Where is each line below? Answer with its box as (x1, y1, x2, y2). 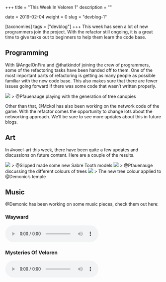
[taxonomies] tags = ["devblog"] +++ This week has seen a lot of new (5, 23, 148, 29)
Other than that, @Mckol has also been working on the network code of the (5, 103, 160, 109)
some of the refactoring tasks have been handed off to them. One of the (5, 67, 153, 73)
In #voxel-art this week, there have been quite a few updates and (5, 147, 138, 153)
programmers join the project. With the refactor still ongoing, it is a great (5, 29, 153, 34)
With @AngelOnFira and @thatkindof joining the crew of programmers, (5, 62, 150, 68)
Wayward (5, 214, 29, 221)
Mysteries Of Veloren (5, 249, 58, 256)
